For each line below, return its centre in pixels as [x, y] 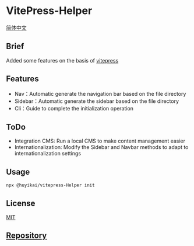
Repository [27, 236]
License [21, 203]
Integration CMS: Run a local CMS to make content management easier [100, 141]
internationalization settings [48, 154]
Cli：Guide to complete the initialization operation [74, 108]
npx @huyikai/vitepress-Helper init [50, 185]
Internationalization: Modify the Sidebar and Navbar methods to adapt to [101, 147]
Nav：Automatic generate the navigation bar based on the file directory [100, 93]
